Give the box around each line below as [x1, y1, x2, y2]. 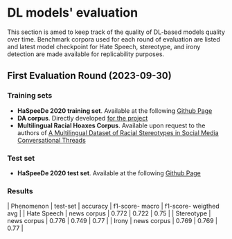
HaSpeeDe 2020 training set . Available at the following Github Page [17, 106, 213, 115]
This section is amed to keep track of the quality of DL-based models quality [7, 28, 225, 36]
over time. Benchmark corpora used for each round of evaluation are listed [7, 35, 220, 43]
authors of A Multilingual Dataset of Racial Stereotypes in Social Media [17, 128, 220, 136]
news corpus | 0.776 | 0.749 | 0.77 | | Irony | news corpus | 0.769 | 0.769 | [7, 217, 218, 225]
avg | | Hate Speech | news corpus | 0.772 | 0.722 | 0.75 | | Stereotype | [7, 209, 211, 218]
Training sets [7, 91, 53, 100]
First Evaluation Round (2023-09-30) [7, 70, 172, 82]
